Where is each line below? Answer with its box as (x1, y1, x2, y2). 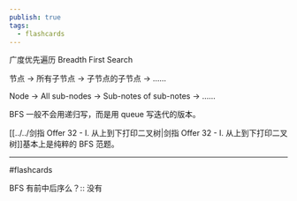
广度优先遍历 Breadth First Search (9, 55, 133, 65)
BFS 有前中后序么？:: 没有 (9, 182, 103, 194)
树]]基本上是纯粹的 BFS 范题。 (9, 138, 119, 150)
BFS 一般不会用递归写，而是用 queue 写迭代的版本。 (9, 109, 201, 120)
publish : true (9, 12, 62, 22)
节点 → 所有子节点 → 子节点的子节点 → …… (9, 73, 166, 84)
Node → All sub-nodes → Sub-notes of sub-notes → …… (9, 91, 217, 101)
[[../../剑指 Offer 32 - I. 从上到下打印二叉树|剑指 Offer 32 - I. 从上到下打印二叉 (9, 128, 288, 138)
